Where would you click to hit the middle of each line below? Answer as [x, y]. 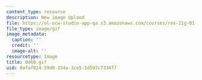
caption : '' [27, 40]
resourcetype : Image [32, 57]
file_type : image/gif [33, 29]
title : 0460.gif [26, 62]
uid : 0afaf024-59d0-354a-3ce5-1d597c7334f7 [62, 68]
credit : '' [25, 46]
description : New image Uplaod [45, 17]
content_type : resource [36, 12]
